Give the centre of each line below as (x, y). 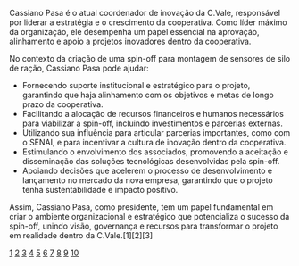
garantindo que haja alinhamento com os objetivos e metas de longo (148, 95)
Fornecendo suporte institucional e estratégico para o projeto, (136, 85)
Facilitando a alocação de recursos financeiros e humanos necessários (153, 114)
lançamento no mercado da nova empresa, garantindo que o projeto (148, 180)
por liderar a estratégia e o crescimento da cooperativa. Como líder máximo (148, 22)
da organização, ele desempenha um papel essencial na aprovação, (134, 32)
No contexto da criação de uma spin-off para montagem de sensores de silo (150, 58)
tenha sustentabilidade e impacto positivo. (100, 190)
